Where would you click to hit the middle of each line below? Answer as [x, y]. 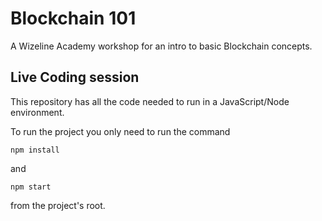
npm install [35, 150]
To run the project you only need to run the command [120, 131]
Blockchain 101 [73, 18]
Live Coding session [75, 77]
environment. [37, 112]
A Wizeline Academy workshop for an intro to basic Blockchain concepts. [161, 46]
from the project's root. [58, 205]
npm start [31, 187]
